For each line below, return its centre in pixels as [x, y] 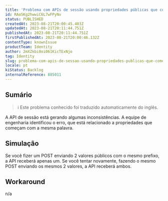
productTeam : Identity [29, 47]
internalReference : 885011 [33, 75]
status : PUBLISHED [24, 19]
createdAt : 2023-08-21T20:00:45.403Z [44, 24]
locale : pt [16, 65]
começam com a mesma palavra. [39, 128]
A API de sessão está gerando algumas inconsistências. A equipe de [76, 117]
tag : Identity [20, 56]
